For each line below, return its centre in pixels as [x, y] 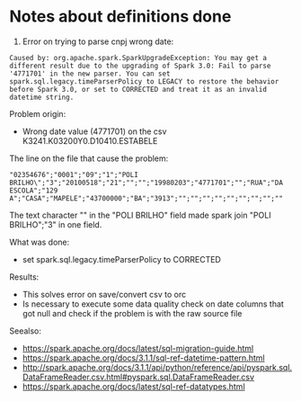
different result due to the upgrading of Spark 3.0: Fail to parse [140, 66]
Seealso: [26, 331]
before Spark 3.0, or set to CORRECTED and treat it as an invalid [138, 89]
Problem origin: [38, 113]
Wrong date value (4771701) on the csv [94, 131]
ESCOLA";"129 [34, 191]
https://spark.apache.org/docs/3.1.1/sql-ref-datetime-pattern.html [143, 358]
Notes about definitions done [120, 17]
